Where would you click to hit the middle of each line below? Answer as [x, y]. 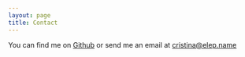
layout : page [30, 15]
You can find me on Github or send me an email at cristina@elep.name [122, 45]
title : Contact [33, 23]
